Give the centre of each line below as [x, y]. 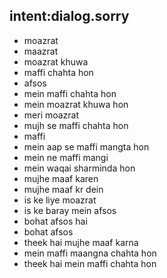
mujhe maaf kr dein [63, 189]
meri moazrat [51, 115]
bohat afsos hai [55, 221]
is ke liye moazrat [60, 200]
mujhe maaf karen [61, 178]
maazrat [41, 51]
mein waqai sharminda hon [79, 168]
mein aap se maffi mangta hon [86, 146]
